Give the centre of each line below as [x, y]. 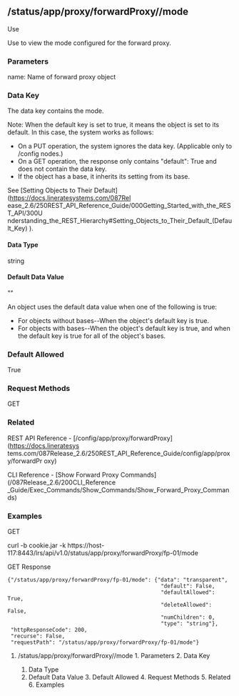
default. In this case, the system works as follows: [81, 132]
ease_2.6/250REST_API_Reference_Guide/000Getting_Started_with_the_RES [119, 206]
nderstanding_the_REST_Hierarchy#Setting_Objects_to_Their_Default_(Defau [120, 221]
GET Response [29, 567]
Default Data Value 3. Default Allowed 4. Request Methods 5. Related [129, 677]
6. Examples [46, 685]
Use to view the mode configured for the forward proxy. [89, 43]
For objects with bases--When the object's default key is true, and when [124, 328]
